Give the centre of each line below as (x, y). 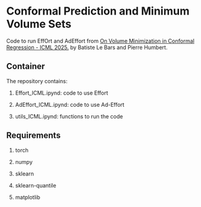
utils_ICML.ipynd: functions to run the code (69, 116)
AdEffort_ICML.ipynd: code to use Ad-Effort (70, 104)
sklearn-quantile (36, 185)
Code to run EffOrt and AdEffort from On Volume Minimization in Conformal (101, 41)
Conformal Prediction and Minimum (98, 11)
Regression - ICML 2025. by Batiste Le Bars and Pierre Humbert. (87, 47)
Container (26, 66)
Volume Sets (39, 24)
